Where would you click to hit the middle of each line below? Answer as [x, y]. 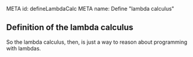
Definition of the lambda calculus [70, 27]
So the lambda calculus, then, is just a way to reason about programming [97, 42]
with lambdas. [24, 48]
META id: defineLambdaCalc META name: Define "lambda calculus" [90, 9]
